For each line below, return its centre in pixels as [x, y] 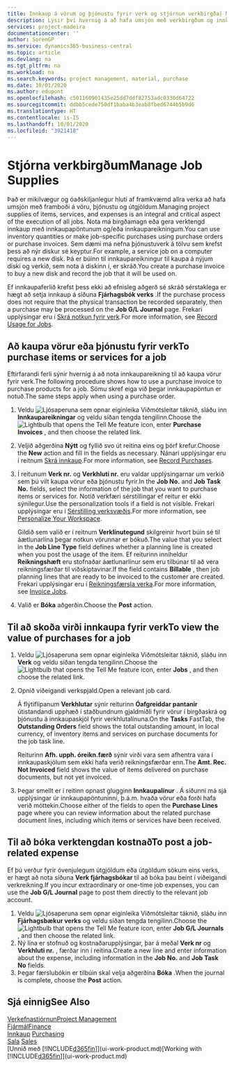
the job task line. [41, 741]
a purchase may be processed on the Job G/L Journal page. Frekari [105, 310]
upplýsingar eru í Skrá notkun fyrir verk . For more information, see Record [112, 317]
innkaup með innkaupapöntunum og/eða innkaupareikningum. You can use [114, 229]
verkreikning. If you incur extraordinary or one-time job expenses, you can [113, 885]
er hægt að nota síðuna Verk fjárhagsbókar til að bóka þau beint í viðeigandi [117, 877]
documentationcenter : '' [43, 33]
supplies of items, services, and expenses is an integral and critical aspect [114, 215]
